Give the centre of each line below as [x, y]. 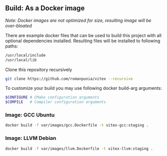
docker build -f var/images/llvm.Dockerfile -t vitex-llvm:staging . [79, 148]
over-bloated [19, 26]
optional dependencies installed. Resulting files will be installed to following [83, 41]
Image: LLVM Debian [31, 138]
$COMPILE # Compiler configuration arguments [56, 102]
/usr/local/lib [21, 60]
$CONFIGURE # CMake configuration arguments [52, 97]
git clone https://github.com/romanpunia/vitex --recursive [69, 79]
